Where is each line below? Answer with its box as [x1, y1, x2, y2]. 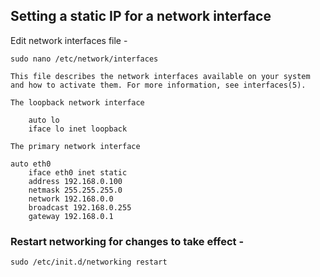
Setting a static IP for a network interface [10, 8, 272, 25]
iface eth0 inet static [28, 167, 128, 178]
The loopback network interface [10, 97, 145, 108]
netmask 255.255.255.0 [28, 185, 123, 195]
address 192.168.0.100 [28, 176, 123, 186]
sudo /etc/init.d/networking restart [10, 257, 168, 268]
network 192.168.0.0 [28, 194, 114, 204]
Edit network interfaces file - [10, 34, 128, 46]
